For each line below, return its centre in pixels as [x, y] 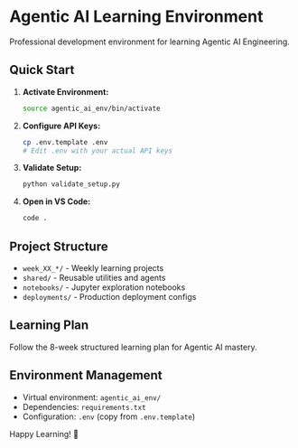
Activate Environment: [65, 91]
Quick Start [42, 70]
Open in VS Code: [56, 201]
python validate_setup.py [71, 184]
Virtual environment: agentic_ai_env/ [92, 397]
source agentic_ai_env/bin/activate [91, 108]
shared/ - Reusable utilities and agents [94, 277]
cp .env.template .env [65, 142]
